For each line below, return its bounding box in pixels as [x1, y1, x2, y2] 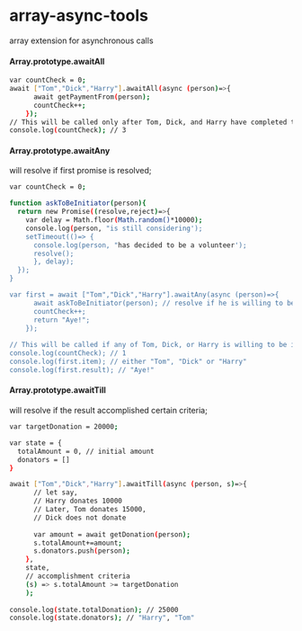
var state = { [9, 438, 63, 448]
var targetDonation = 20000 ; [9, 422, 119, 431]
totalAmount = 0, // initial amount [17, 447, 155, 456]
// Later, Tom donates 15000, [32, 505, 147, 514]
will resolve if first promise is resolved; [9, 165, 152, 176]
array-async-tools [9, 5, 148, 26]
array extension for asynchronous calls [9, 35, 155, 46]
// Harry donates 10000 [32, 496, 123, 506]
